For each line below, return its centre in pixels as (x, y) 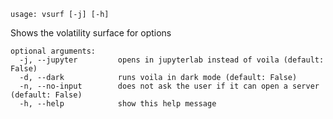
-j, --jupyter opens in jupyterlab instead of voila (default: (172, 60)
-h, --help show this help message (118, 104)
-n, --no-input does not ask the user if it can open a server (169, 86)
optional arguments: (53, 51)
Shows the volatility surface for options (91, 33)
